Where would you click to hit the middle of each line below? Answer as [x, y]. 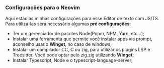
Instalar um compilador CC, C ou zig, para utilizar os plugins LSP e [81, 50]
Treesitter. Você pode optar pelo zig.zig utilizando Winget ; [73, 55]
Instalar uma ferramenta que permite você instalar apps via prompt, [82, 39]
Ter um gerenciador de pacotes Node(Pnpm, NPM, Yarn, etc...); [78, 34]
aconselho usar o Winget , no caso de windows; [62, 44]
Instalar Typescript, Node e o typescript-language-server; [72, 60]
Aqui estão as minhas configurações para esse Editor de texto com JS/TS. [82, 19]
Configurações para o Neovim [43, 8]
